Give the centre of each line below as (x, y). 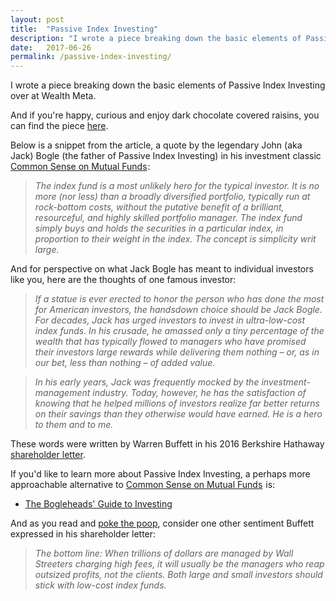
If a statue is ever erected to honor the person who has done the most (179, 299)
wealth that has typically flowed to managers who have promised (170, 342)
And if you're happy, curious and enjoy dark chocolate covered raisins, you (165, 115)
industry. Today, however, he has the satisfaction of (199, 393)
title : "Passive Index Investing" (84, 29)
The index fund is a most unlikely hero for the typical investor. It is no (177, 186)
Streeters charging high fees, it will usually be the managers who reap (179, 564)
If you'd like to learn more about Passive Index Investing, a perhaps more (160, 474)
